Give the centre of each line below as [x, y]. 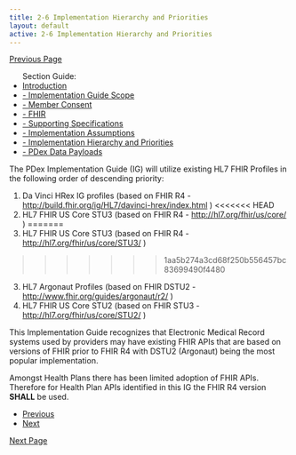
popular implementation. [54, 361]
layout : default [39, 26]
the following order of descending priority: [87, 179]
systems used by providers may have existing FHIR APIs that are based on [145, 342]
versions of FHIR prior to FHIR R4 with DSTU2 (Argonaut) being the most [142, 351]
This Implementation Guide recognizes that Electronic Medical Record [137, 332]
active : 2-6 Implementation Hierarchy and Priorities [111, 34]
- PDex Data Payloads [62, 152]
